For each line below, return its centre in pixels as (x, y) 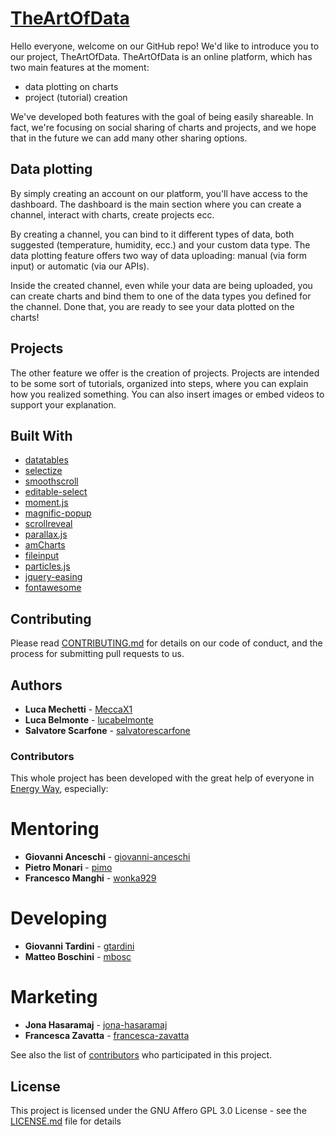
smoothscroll (51, 481)
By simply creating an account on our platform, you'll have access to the (159, 193)
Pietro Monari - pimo (68, 868)
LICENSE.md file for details (66, 1121)
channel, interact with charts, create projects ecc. (112, 214)
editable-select (56, 492)
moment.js (46, 503)
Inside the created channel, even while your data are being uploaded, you (161, 285)
